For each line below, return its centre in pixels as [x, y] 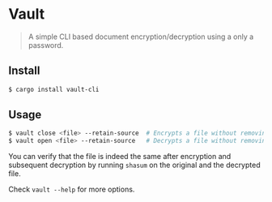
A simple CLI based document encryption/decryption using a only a [141, 37]
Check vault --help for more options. [72, 189]
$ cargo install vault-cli [54, 89]
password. [46, 45]
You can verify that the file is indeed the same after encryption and [120, 157]
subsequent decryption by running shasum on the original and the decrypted [134, 165]
